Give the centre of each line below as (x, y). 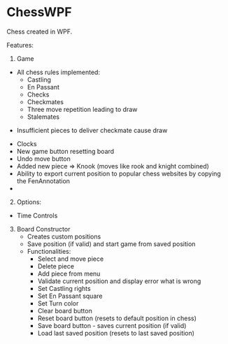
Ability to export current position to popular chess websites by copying (119, 173)
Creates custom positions (64, 236)
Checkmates (45, 101)
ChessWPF (39, 12)
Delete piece (56, 266)
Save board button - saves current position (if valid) (112, 325)
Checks (38, 94)
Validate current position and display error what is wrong (119, 281)
